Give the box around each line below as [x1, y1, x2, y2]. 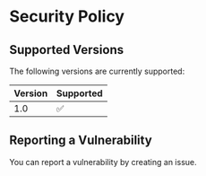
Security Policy [9, 6, 125, 27]
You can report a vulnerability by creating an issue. [9, 156, 197, 167]
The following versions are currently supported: [9, 66, 185, 76]
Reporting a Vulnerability [9, 133, 152, 148]
